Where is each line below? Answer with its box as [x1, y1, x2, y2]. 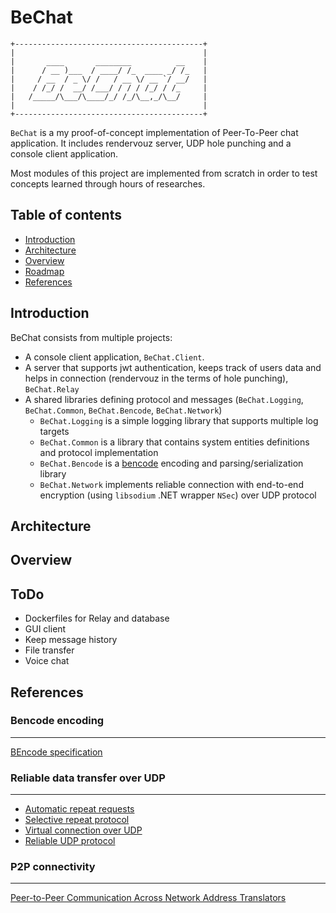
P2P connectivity [10, 860, 96, 874]
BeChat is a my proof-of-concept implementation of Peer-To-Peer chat [10, 126, 299, 138]
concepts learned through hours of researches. [10, 177, 206, 190]
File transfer [24, 644, 75, 656]
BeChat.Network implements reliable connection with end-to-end [39, 478, 304, 490]
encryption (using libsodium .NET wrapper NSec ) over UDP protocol [39, 489, 317, 501]
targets [39, 425, 70, 437]
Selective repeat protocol [24, 814, 130, 826]
